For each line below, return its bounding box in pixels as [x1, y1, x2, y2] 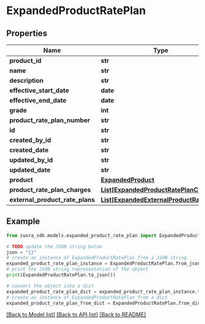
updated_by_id [9, 156, 53, 164]
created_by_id [9, 136, 51, 144]
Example [6, 216, 40, 227]
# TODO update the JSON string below [6, 243, 103, 249]
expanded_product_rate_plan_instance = [6, 260, 108, 267]
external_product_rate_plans [9, 196, 95, 204]
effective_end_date [9, 96, 67, 105]
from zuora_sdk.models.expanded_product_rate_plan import [6, 232, 157, 238]
